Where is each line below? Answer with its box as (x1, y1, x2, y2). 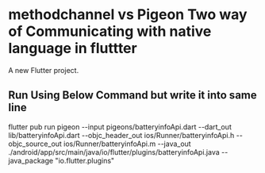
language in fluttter (8, 40, 137, 57)
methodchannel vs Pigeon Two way (8, 6, 248, 24)
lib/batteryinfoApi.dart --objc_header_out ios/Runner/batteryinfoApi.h (8, 130, 235, 140)
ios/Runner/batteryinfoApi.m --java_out (63, 139, 192, 148)
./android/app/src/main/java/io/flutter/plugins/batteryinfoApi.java (8, 147, 220, 156)
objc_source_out (8, 139, 62, 148)
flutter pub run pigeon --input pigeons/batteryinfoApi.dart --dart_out (8, 121, 232, 132)
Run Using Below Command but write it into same (8, 89, 257, 102)
